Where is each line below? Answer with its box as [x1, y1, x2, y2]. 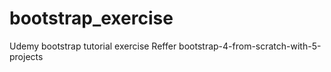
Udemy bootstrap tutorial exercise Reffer [9, 40, 177, 52]
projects [9, 50, 44, 62]
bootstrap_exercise [9, 7, 174, 30]
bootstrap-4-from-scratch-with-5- [178, 40, 322, 52]
